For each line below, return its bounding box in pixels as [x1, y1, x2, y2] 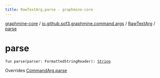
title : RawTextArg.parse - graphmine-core [5, 7, 93, 12]
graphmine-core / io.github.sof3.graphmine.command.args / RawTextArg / [5, 20, 156, 26]
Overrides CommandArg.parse [5, 67, 67, 73]
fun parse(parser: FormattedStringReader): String [5, 59, 111, 64]
